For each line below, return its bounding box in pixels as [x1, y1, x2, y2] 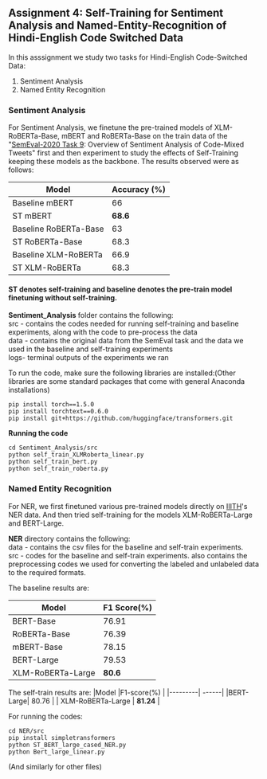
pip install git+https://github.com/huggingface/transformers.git [8, 414, 234, 423]
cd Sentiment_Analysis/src [8, 444, 98, 452]
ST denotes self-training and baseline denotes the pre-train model [8, 284, 233, 294]
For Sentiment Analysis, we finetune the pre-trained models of [8, 123, 213, 132]
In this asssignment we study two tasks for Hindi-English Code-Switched [8, 52, 248, 62]
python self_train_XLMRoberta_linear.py [8, 451, 145, 459]
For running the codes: [8, 711, 84, 721]
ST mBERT [12, 210, 53, 221]
